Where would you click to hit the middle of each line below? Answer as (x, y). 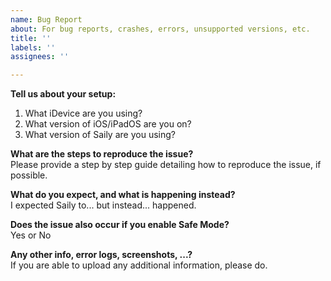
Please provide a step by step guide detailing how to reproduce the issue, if (166, 165)
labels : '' (33, 47)
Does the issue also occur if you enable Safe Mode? (120, 225)
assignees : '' (40, 57)
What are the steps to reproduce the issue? (102, 154)
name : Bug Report (46, 19)
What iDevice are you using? (83, 113)
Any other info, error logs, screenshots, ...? (101, 255)
